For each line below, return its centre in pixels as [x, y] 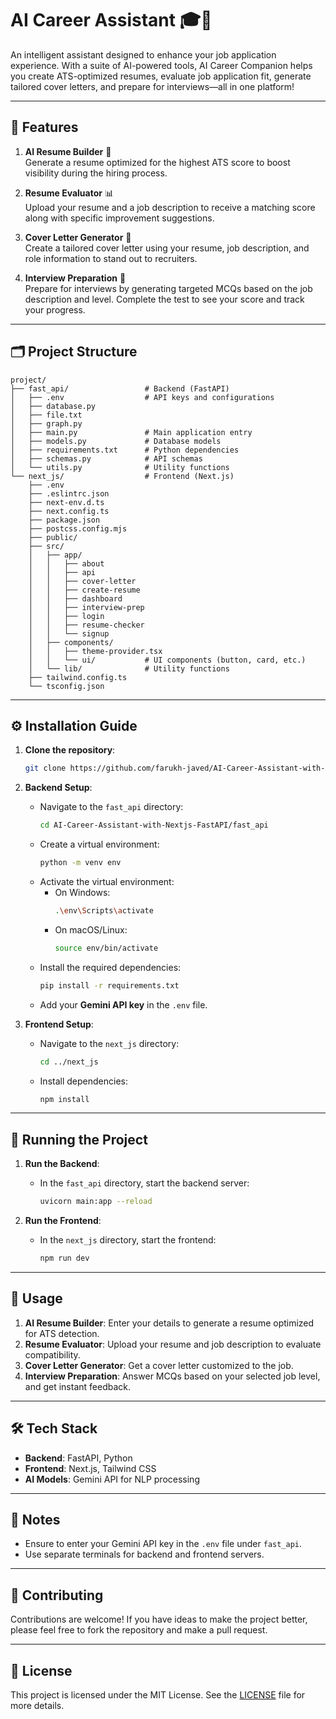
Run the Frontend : [63, 1221]
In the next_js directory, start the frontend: [128, 1240]
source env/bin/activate [106, 948]
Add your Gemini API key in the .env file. [123, 1004]
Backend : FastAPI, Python [78, 1458]
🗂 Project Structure [74, 352]
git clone [45, 768]
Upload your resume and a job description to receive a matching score [170, 207]
